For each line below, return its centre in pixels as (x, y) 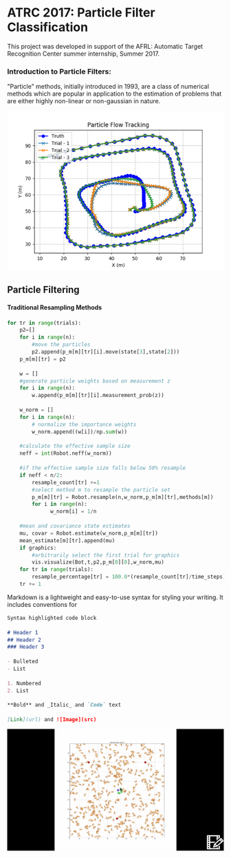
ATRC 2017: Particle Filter (81, 13)
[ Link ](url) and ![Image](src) (52, 720)
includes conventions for (42, 604)
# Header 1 (23, 632)
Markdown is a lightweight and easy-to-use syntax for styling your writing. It (115, 597)
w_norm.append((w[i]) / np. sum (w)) (80, 431)
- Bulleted (23, 662)
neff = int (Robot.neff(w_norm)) (66, 453)
